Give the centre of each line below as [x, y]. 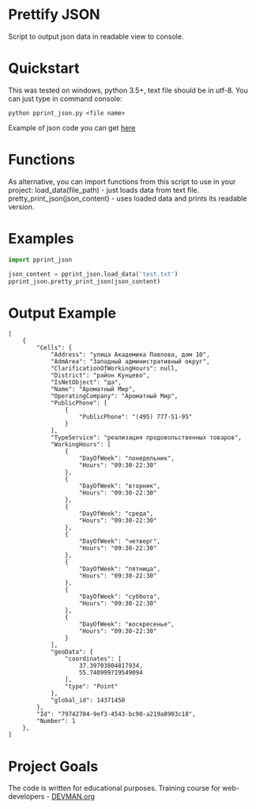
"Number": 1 [56, 721]
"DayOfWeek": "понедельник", [127, 459]
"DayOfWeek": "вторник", [119, 486]
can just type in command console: [65, 98]
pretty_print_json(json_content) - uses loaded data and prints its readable [128, 198]
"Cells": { [55, 348]
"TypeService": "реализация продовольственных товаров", [146, 438]
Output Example [62, 313]
